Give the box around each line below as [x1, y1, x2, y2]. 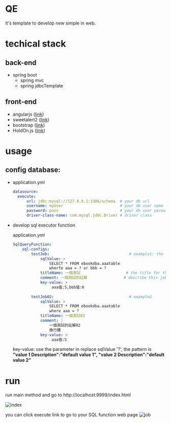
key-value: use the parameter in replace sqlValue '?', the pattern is [12, 346, 152, 352]
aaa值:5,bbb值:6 [51, 284, 85, 290]
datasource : [12, 189, 38, 194]
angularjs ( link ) [12, 111, 44, 117]
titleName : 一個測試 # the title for [40, 271, 160, 276]
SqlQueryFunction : [12, 242, 52, 247]
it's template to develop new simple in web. [5, 20, 96, 26]
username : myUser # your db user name [26, 203, 164, 209]
